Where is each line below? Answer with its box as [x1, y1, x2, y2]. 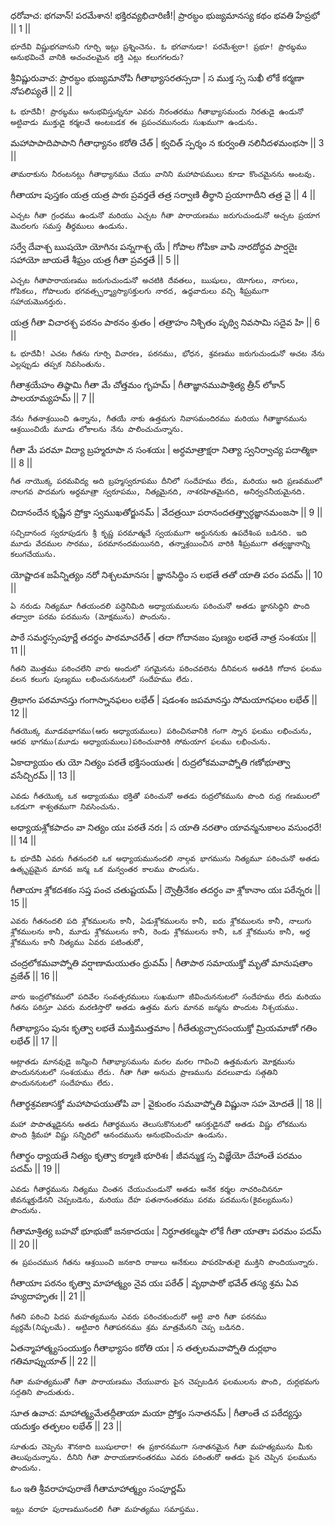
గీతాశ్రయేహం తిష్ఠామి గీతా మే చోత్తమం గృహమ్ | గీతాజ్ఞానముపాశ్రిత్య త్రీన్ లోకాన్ [10, 379, 286, 390]
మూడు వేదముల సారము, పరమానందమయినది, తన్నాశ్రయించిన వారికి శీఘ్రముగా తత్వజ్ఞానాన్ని [10, 539, 310, 549]
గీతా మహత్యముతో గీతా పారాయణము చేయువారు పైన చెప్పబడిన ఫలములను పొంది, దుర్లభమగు [10, 1377, 320, 1387]
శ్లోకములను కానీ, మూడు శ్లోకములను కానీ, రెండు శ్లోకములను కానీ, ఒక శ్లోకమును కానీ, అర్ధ [10, 927, 311, 937]
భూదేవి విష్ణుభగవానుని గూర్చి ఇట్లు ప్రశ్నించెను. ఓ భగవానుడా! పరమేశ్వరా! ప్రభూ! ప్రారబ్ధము [10, 42, 307, 52]
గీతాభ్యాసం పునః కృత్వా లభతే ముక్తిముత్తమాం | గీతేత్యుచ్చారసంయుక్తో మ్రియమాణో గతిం [10, 1022, 318, 1034]
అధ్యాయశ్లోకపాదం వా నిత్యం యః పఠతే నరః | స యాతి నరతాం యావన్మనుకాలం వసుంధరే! [10, 821, 322, 833]
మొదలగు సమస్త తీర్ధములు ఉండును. [10, 221, 129, 231]
